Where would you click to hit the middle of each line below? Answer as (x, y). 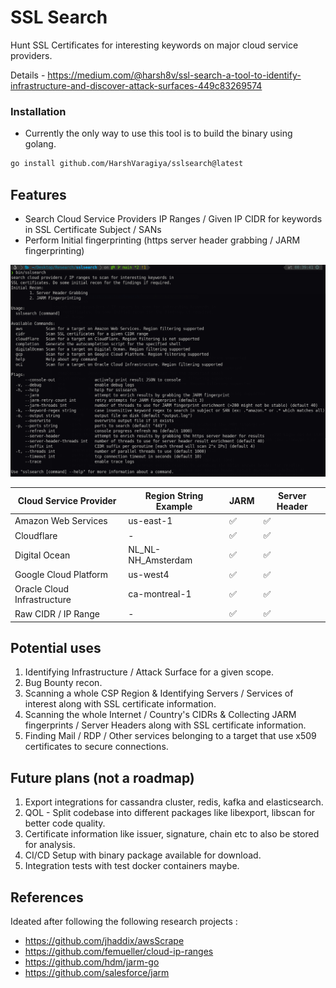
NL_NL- (144, 550)
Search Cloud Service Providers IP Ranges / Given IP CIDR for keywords (173, 218)
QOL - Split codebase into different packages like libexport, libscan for (170, 813)
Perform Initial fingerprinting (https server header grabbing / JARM (162, 240)
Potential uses (56, 647)
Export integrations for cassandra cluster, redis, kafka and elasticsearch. (174, 802)
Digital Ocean (42, 555)
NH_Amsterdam (160, 560)
